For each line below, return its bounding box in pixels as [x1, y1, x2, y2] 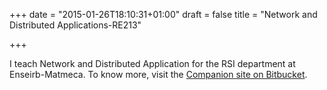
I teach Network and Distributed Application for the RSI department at [9, 58, 296, 69]
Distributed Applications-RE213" [9, 19, 142, 31]
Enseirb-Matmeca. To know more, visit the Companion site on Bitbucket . [9, 69, 308, 80]
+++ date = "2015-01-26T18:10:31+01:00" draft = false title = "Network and [9, 9, 318, 20]
